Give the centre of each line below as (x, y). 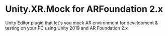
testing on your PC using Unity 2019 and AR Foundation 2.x (67, 28)
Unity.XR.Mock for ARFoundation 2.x (84, 9)
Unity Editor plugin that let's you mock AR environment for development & (82, 23)
